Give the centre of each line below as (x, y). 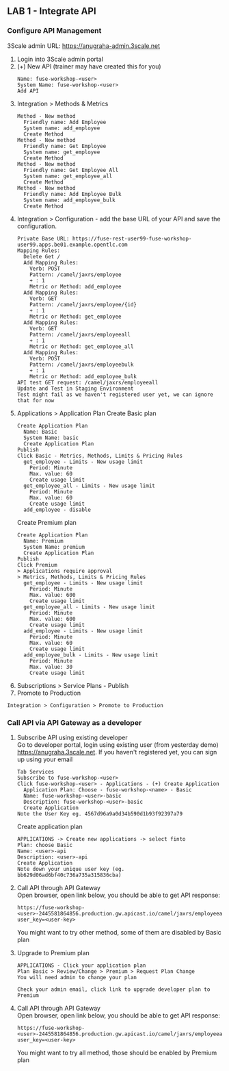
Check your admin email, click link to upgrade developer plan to (113, 989)
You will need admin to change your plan (77, 977)
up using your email (45, 759)
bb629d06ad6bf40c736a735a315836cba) (69, 875)
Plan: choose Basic (45, 845)
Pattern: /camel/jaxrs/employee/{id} (83, 304)
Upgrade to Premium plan (53, 952)
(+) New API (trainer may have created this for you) (89, 66)
